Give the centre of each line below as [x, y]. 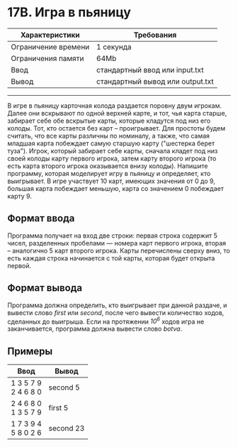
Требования [155, 35]
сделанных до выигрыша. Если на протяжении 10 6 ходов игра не [106, 321]
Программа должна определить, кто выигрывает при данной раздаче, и [117, 305]
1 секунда [114, 47]
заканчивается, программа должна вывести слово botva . [95, 329]
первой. [19, 265]
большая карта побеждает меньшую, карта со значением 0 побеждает [116, 188]
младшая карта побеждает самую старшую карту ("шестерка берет [111, 143]
